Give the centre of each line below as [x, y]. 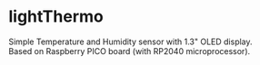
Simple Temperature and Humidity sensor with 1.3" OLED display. [130, 42]
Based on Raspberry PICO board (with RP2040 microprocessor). [130, 51]
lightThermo [56, 17]
